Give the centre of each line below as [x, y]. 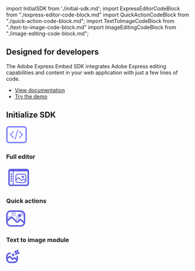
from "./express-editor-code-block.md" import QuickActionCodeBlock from [98, 15]
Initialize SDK [31, 115]
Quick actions [27, 201]
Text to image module [38, 240]
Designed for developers [52, 52]
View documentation [40, 90]
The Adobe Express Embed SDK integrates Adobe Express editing [86, 66]
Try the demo [31, 96]
